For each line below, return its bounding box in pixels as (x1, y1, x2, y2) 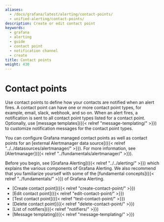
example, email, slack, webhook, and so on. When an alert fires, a (5, 110, 138, 116)
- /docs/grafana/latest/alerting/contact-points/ (9, 12, 113, 17)
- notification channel (9, 48, 58, 53)
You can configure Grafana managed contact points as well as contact (5, 135, 147, 141)
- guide (9, 39, 26, 44)
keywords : (5, 26, 26, 30)
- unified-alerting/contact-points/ (9, 16, 84, 21)
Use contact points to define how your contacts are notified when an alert (5, 99, 155, 106)
